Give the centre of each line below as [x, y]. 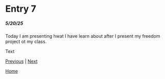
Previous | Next [21, 61]
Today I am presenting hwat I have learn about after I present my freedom [83, 36]
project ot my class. [26, 42]
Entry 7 [21, 9]
